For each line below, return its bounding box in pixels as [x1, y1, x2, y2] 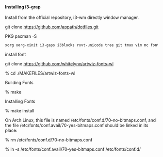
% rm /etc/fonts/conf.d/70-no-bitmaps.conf [5, 137, 93, 143]
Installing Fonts [5, 98, 35, 104]
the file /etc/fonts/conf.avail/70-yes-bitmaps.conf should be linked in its [5, 123, 149, 128]
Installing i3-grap [5, 4, 41, 10]
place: [5, 127, 18, 133]
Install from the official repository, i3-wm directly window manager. [5, 15, 139, 20]
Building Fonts [5, 80, 34, 86]
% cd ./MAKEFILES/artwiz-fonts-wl [5, 70, 76, 76]
